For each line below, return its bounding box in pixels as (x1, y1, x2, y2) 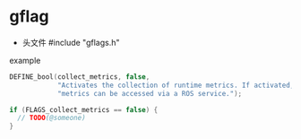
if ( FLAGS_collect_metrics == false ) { (9, 105, 159, 114)
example (9, 55, 41, 65)
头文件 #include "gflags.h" (21, 37, 120, 48)
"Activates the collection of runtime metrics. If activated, (56, 81, 295, 90)
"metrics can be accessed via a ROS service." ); (56, 89, 243, 98)
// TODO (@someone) (17, 114, 87, 123)
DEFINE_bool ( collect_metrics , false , (9, 72, 150, 82)
